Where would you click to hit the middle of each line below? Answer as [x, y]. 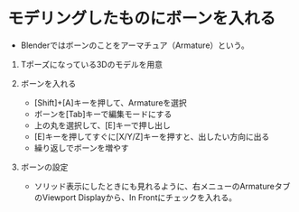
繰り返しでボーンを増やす [81, 147]
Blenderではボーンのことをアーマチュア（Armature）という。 [135, 45]
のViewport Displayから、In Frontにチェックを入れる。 [135, 197]
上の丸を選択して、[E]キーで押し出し [103, 125]
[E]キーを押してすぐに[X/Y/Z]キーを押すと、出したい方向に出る [152, 136]
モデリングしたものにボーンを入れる [142, 18]
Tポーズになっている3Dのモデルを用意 [92, 64]
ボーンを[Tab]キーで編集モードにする [103, 114]
